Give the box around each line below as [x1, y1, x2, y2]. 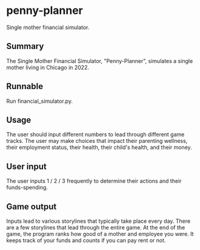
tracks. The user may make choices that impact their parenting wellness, [6, 137, 188, 145]
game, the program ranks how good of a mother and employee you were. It [6, 231, 194, 237]
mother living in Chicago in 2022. [6, 64, 90, 71]
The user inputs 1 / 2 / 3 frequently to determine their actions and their [6, 177, 182, 185]
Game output [6, 201, 57, 212]
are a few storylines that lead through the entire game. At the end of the [6, 224, 185, 231]
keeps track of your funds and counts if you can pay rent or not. [6, 237, 166, 244]
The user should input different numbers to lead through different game [6, 131, 185, 138]
